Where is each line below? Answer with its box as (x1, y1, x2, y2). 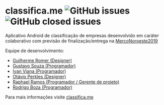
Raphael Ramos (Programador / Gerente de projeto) (12, 79, 120, 85)
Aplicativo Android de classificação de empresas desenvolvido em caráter (5, 32, 159, 38)
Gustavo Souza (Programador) (12, 63, 76, 69)
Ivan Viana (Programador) (12, 68, 66, 74)
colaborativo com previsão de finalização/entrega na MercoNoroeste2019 (5, 38, 158, 44)
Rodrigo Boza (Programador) (12, 84, 72, 90)
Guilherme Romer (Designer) (12, 57, 72, 63)
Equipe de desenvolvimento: (5, 47, 64, 54)
